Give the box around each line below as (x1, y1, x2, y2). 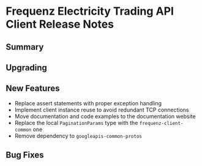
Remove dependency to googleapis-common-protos (14, 132, 142, 139)
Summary (6, 42, 44, 52)
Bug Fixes (6, 150, 44, 160)
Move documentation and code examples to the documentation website (14, 112, 196, 120)
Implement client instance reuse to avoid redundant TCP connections (14, 106, 189, 113)
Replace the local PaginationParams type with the (14, 119, 138, 126)
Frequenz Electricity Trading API (6, 4, 174, 18)
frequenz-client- (139, 120, 184, 126)
